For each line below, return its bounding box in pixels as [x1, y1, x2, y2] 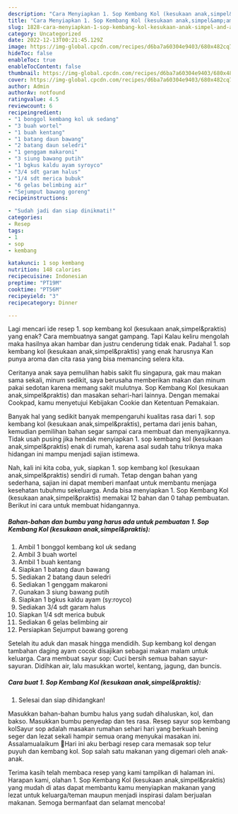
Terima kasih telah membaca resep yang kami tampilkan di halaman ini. [8, 769, 215, 777]
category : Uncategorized [8, 30, 81, 38]
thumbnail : [8, 69, 40, 76]
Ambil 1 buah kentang [18, 558, 81, 566]
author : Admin [8, 83, 50, 90]
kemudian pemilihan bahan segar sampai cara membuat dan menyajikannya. [8, 428, 231, 436]
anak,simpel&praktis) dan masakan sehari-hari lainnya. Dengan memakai [8, 391, 220, 400]
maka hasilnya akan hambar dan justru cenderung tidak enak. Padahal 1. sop [8, 340, 231, 348]
